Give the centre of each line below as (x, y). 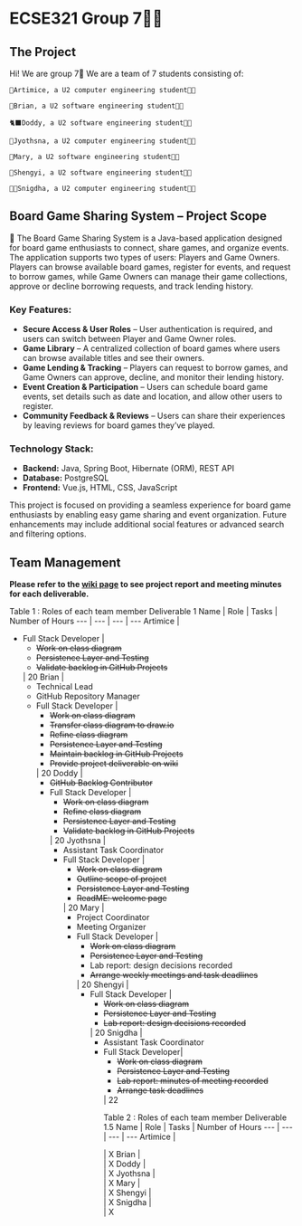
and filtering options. (48, 534)
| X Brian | (122, 1155)
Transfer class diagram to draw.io (112, 725)
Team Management (65, 562)
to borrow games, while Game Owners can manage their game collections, (148, 276)
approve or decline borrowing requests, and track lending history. (132, 286)
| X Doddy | (125, 1164)
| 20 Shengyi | (103, 984)
